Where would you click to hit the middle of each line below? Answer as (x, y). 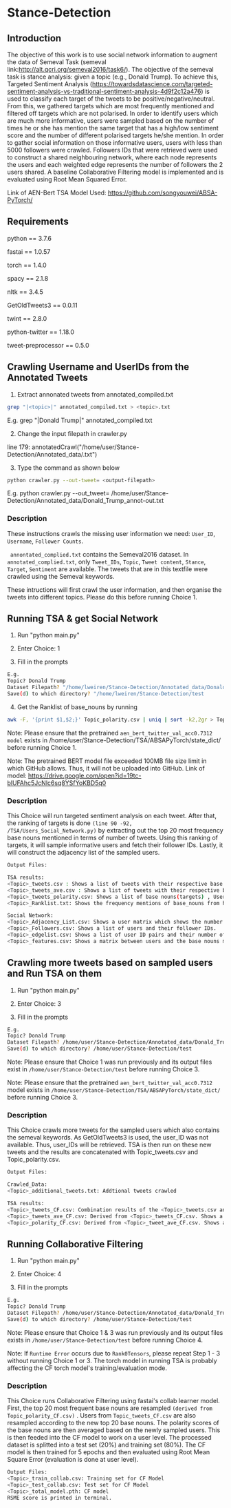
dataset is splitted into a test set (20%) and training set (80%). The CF (107, 1445)
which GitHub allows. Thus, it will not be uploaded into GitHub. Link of (106, 768)
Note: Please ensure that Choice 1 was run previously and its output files (110, 1062)
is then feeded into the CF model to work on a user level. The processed (109, 1438)
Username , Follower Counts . (45, 541)
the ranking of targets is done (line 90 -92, (70, 823)
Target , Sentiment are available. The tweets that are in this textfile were (108, 569)
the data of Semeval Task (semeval (57, 62)
